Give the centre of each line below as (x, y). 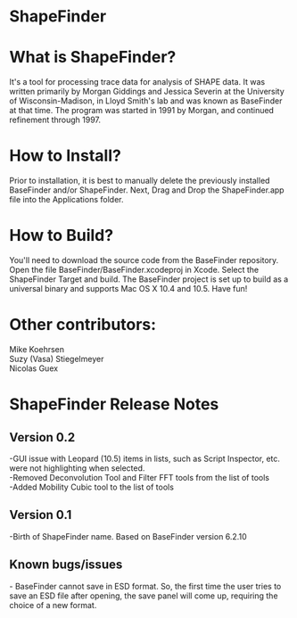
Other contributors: (83, 325)
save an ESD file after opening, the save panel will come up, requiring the (144, 596)
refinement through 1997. (55, 120)
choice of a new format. (53, 605)
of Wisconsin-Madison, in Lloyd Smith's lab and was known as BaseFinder (146, 101)
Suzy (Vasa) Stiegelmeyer (57, 358)
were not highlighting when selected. (77, 468)
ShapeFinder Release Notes (114, 404)
